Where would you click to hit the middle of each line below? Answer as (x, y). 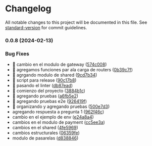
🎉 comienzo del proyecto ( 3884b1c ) (49, 91)
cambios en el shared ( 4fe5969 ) (45, 128)
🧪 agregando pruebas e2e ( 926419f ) (50, 101)
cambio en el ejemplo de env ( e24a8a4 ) (53, 117)
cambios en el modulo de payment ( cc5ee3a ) (59, 122)
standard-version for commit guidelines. (46, 27)
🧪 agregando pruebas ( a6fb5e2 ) (45, 96)
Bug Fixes (17, 53)
